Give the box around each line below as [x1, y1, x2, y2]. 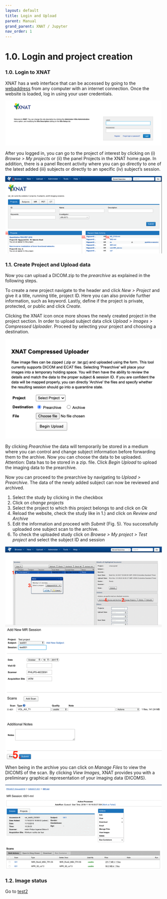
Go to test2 [5, 889, 28, 895]
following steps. [5, 278, 38, 284]
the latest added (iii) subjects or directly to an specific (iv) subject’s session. [5, 166, 161, 172]
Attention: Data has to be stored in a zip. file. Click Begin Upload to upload [5, 459, 157, 465]
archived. [5, 485, 24, 491]
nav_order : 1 [5, 29, 32, 34]
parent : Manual [5, 18, 37, 23]
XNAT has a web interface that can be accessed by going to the [5, 80, 136, 86]
